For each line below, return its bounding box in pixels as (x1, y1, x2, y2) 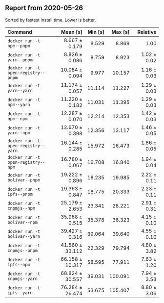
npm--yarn (7, 101, 30, 107)
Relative (137, 28, 157, 35)
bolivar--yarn (7, 233, 41, 239)
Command (7, 28, 33, 35)
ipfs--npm (7, 262, 30, 267)
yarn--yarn (7, 88, 33, 93)
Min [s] (87, 28, 105, 35)
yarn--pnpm (7, 57, 33, 63)
